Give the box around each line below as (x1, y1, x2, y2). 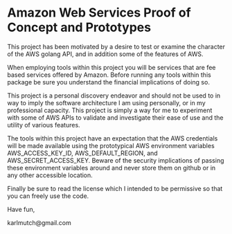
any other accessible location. (7, 171, 93, 179)
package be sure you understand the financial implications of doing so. (7, 78, 210, 86)
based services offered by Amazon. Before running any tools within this (7, 71, 211, 79)
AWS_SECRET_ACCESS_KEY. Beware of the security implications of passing (7, 156, 224, 164)
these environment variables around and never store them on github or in (7, 163, 216, 172)
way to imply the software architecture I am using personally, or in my (7, 98, 206, 107)
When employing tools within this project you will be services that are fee (7, 63, 216, 71)
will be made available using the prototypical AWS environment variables (7, 141, 215, 150)
